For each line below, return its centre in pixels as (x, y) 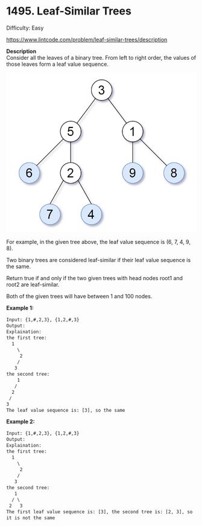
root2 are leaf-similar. (33, 284)
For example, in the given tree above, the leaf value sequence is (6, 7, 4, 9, (99, 242)
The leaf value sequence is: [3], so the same (66, 411)
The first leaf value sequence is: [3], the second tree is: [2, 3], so (99, 512)
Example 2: (21, 422)
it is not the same (31, 518)
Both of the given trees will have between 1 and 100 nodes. (79, 297)
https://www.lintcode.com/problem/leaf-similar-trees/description (87, 39)
